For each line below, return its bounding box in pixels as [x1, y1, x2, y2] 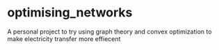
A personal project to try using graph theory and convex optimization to [7, 27, 212, 36]
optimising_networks [7, 5, 133, 21]
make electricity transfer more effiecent [7, 34, 121, 42]
